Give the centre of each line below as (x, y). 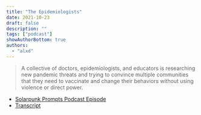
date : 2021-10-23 (28, 17)
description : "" (27, 29)
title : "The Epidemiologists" (44, 12)
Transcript (28, 105)
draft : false (23, 23)
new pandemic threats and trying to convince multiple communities (105, 74)
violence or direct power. (52, 87)
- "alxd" (23, 51)
